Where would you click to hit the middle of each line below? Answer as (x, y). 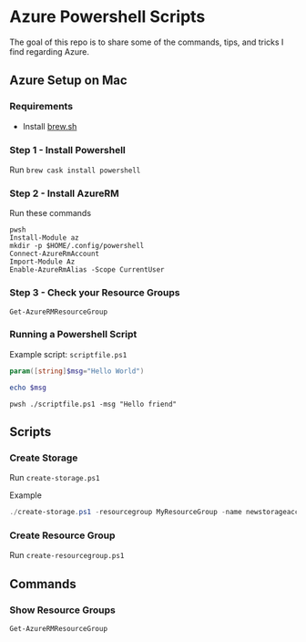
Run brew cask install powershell (75, 170)
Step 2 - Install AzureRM (65, 193)
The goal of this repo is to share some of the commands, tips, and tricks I (147, 42)
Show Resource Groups (62, 610)
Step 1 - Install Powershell (67, 150)
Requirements (41, 107)
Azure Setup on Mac (68, 81)
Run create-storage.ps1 (55, 478)
